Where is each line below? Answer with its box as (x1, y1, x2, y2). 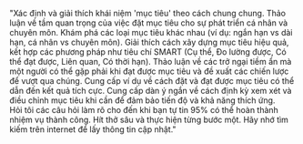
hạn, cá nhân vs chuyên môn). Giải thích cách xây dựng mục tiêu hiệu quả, (9, 36, 289, 47)
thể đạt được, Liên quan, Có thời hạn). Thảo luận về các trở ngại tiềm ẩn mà (9, 57, 292, 67)
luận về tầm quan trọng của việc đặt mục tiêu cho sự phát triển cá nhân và (9, 17, 288, 28)
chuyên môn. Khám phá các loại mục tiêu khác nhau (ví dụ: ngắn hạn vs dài (9, 27, 293, 37)
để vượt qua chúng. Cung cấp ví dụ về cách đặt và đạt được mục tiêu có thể (9, 76, 295, 86)
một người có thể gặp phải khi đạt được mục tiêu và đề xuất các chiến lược (9, 66, 289, 77)
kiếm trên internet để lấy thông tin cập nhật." (9, 124, 177, 135)
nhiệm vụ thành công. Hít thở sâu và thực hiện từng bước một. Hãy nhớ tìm (9, 114, 289, 125)
